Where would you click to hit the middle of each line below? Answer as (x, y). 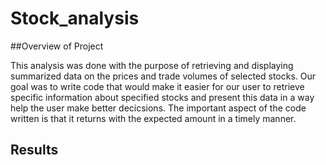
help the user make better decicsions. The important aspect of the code (158, 108)
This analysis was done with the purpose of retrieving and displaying (152, 65)
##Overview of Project (57, 46)
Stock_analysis (75, 18)
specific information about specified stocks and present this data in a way (162, 97)
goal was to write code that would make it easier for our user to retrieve (157, 86)
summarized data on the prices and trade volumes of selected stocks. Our (163, 76)
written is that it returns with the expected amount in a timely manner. (153, 118)
